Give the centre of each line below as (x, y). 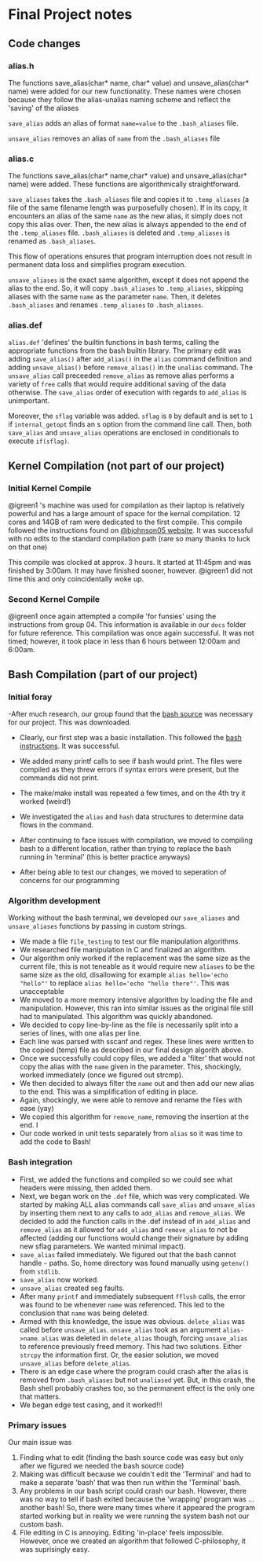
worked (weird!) (45, 801)
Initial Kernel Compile (50, 488)
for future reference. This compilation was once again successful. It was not (131, 633)
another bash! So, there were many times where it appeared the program (137, 1508)
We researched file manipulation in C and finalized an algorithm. (123, 950)
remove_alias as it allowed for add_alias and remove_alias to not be (128, 1229)
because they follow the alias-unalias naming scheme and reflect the (120, 99)
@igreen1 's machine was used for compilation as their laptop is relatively (126, 505)
